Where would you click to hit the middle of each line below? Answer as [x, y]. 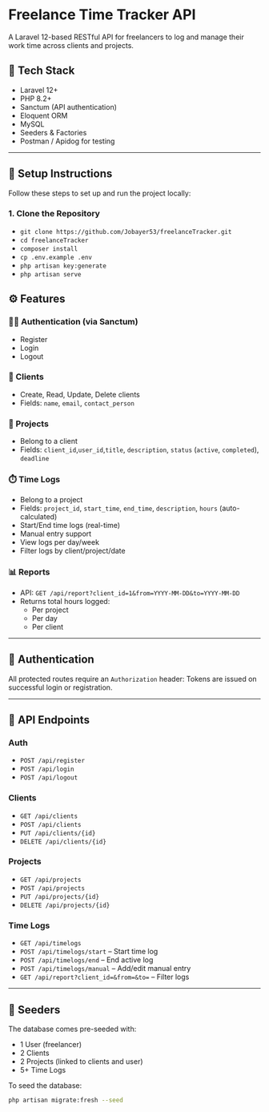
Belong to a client [49, 441]
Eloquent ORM [44, 115]
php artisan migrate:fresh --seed [66, 1100]
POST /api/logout [49, 778]
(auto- [229, 508]
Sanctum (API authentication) [68, 107]
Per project [50, 610]
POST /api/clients [50, 824]
